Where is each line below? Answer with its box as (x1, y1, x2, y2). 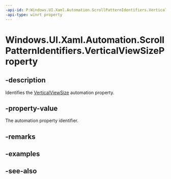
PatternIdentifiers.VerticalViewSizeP (5, 45, 165, 56)
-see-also (5, 167, 37, 175)
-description (5, 76, 46, 84)
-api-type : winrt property (5, 12, 63, 17)
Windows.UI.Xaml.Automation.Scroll (5, 34, 164, 46)
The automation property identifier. (5, 117, 79, 124)
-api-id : (5, 7, 24, 13)
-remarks (5, 132, 36, 141)
